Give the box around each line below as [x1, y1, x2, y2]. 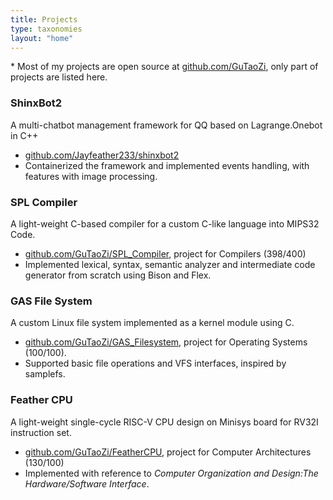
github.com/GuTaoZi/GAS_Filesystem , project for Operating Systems [24, 336, 308, 348]
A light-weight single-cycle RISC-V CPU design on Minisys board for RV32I [10, 416, 319, 428]
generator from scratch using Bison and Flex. [24, 269, 212, 281]
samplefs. [24, 368, 66, 380]
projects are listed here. [10, 71, 108, 83]
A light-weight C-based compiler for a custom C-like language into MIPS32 [10, 217, 320, 230]
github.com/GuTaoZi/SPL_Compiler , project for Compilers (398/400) [24, 247, 307, 260]
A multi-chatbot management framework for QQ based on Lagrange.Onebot [10, 119, 323, 131]
